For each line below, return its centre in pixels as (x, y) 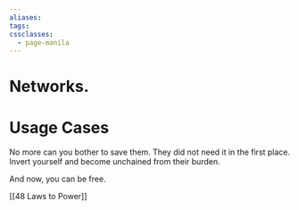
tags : (19, 26)
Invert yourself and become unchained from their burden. (115, 162)
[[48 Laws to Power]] (48, 197)
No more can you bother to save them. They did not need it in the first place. (150, 152)
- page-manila (43, 42)
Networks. (49, 87)
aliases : (25, 17)
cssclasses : (31, 34)
